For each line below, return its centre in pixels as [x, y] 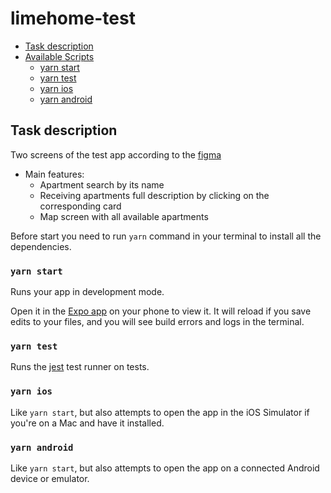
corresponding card [80, 206]
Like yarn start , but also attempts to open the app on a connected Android [165, 468]
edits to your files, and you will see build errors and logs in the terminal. [157, 322]
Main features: [54, 174]
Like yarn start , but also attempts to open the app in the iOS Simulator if [160, 412]
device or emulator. [50, 478]
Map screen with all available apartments [124, 216]
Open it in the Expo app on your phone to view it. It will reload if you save [161, 311]
